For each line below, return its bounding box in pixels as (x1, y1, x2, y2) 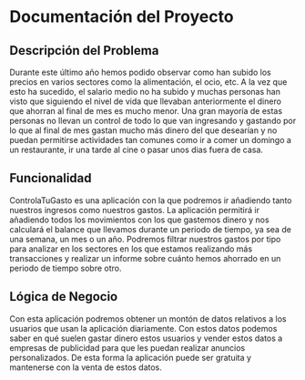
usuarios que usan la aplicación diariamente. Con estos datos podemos (9, 323, 278, 334)
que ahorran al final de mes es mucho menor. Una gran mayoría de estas (9, 106, 283, 116)
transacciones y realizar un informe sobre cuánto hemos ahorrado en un (9, 252, 281, 263)
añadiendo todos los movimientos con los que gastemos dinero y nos (9, 214, 270, 225)
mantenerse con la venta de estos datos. (9, 362, 162, 373)
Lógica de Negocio (9, 289, 118, 304)
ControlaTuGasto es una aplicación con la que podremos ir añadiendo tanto (9, 194, 292, 206)
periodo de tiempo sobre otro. (9, 262, 122, 273)
